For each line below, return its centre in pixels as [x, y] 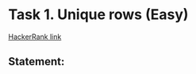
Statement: [37, 62]
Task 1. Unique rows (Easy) [98, 15]
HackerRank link [35, 37]
